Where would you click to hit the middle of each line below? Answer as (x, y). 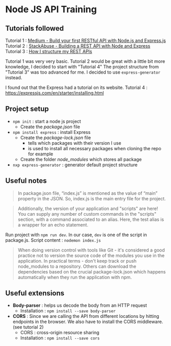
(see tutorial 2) (28, 327)
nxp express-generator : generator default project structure (75, 165)
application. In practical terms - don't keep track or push (77, 261)
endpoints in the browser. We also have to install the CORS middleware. (88, 322)
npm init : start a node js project (47, 121)
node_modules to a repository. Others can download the (77, 266)
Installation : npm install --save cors (60, 338)
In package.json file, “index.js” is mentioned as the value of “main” (88, 193)
